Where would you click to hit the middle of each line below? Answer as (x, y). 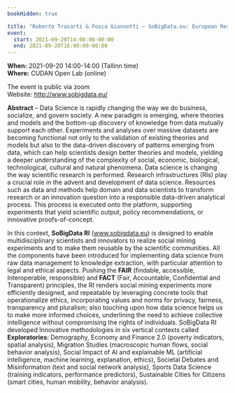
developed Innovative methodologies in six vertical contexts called (103, 330)
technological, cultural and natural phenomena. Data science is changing (112, 167)
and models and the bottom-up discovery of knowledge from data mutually (115, 123)
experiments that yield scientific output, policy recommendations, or (106, 212)
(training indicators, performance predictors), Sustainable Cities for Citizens (116, 375)
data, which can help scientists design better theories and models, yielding (115, 153)
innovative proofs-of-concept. (51, 220)
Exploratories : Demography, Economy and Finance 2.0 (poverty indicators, (116, 338)
